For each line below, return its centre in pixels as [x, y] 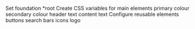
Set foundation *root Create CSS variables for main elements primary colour [97, 8]
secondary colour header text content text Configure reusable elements [93, 14]
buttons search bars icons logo [43, 20]
